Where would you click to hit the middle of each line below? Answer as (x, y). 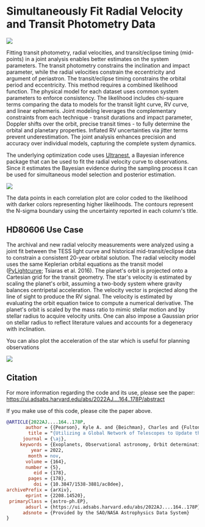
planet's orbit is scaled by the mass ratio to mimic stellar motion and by (96, 309)
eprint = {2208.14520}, (56, 495)
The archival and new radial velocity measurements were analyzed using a (100, 245)
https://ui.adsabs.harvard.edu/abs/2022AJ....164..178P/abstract (85, 399)
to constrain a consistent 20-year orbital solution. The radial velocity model (101, 257)
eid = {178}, (50, 473)
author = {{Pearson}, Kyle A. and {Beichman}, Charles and (102, 428)
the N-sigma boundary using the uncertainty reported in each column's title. (102, 210)
